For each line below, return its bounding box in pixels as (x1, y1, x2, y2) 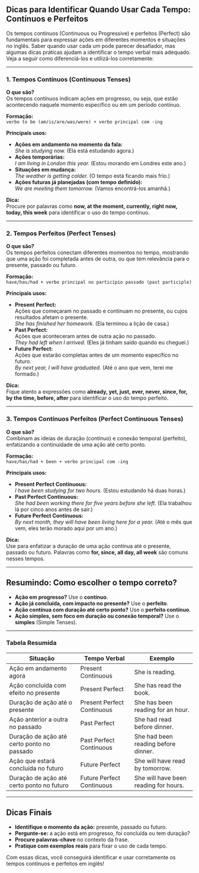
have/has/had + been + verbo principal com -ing (6, 458, 129, 464)
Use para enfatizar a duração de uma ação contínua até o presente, (6, 542, 171, 550)
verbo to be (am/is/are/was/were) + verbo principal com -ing (6, 119, 163, 125)
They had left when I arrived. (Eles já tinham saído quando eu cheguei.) (14, 339, 190, 346)
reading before (134, 740, 176, 748)
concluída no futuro (9, 764, 64, 772)
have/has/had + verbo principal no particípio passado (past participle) (6, 280, 192, 285)
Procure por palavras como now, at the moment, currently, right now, (6, 203, 178, 210)
